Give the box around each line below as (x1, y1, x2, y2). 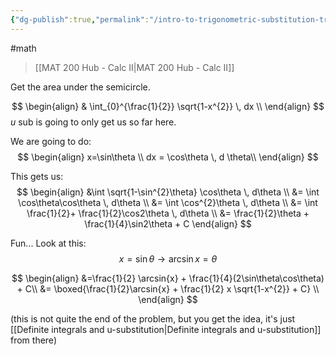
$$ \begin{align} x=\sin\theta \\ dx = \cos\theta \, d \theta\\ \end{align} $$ (17, 151, 319, 163)
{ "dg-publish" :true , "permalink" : (10, 14, 150, 25)
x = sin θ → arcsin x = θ (118, 252, 218, 265)
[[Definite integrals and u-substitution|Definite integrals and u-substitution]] (10, 323, 322, 335)
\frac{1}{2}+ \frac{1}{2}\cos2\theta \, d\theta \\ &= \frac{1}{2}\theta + (26, 207, 310, 219)
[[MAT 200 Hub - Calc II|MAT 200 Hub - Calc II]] (34, 61, 235, 73)
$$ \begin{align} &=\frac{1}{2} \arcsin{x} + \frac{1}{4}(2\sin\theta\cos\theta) (11, 272, 325, 284)
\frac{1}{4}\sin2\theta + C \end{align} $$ (84, 217, 252, 230)
